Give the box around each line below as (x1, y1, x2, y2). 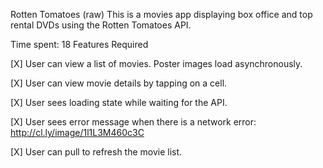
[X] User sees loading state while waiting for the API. (10, 97, 228, 108)
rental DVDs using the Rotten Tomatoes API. (10, 19, 192, 31)
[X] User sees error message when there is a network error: (10, 116, 257, 128)
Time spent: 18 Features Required (10, 39, 149, 50)
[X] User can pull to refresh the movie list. (10, 146, 183, 158)
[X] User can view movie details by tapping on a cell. (10, 77, 228, 89)
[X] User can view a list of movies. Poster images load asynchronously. (10, 58, 303, 69)
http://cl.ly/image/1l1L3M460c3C (10, 127, 145, 138)
